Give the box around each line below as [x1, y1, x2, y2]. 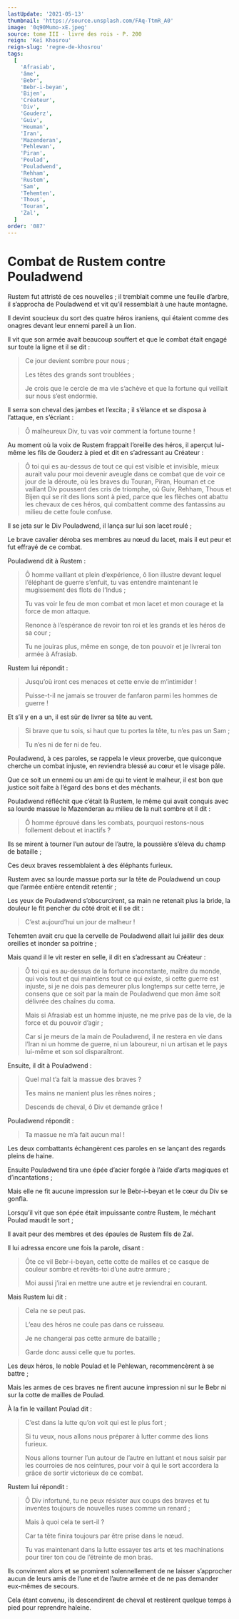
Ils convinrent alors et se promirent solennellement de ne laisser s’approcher [7, 1566, 232, 1575]
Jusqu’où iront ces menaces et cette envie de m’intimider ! [24, 677, 198, 685]
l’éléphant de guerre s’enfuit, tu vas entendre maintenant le [24, 578, 198, 586]
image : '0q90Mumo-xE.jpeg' [7, 24, 88, 31]
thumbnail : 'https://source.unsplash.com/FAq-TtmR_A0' [7, 17, 174, 24]
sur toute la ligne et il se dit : [7, 342, 91, 351]
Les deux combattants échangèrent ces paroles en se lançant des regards [7, 1144, 226, 1153]
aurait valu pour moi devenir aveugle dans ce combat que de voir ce [24, 469, 225, 478]
